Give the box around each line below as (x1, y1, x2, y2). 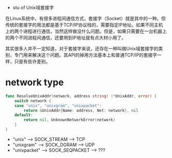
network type (5, 76, 64, 88)
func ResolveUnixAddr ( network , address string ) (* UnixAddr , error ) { (5, 93, 157, 98)
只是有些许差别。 (14, 58, 50, 64)
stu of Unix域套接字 (12, 5, 54, 10)
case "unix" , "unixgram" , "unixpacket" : (14, 103, 102, 108)
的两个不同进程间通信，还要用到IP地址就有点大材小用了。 (5, 35, 126, 41)
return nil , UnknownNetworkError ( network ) (24, 117, 116, 123)
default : (14, 112, 33, 118)
